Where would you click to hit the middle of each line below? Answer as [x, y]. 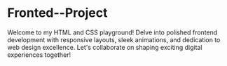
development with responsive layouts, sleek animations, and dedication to [114, 39]
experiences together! [39, 55]
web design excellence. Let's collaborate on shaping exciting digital [105, 47]
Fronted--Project [57, 13]
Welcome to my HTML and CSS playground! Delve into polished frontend [112, 32]
